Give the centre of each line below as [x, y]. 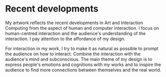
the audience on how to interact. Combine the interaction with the [73, 54]
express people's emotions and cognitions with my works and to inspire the [83, 64]
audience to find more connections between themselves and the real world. [83, 70]
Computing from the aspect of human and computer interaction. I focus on [82, 28]
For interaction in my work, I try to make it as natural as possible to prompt [82, 48]
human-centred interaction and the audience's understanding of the [75, 33]
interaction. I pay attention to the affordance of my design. [65, 39]
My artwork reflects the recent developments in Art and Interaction [74, 23]
